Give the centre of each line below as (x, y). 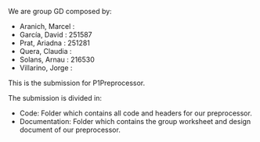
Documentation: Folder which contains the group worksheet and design (135, 121)
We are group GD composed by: (60, 11)
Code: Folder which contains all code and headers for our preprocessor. (135, 113)
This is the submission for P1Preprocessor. (77, 83)
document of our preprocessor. (70, 130)
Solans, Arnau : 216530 (57, 59)
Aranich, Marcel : (47, 26)
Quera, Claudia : (45, 51)
